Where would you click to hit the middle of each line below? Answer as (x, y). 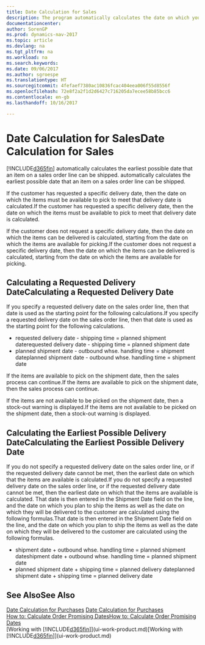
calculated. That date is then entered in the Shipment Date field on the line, (100, 499)
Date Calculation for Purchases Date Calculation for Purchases (85, 610)
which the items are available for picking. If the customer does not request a (101, 244)
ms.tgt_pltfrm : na (30, 52)
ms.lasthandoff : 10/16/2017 (42, 103)
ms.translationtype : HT (37, 80)
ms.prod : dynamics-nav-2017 (42, 35)
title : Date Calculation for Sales (52, 12)
